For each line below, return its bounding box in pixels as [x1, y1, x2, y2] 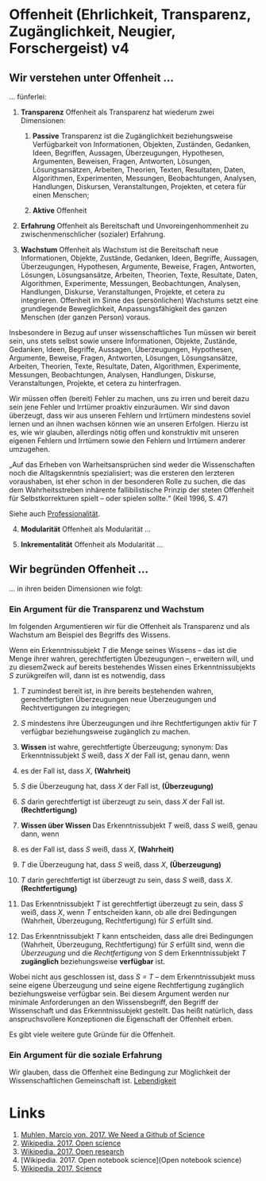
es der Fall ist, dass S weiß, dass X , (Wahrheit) [20, 844, 175, 855]
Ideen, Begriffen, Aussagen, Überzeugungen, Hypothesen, [32, 149, 225, 157]
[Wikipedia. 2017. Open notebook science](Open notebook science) [20, 1156, 242, 1165]
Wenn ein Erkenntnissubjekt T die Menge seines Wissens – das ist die [9, 646, 237, 655]
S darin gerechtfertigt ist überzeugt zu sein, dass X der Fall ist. [20, 797, 226, 807]
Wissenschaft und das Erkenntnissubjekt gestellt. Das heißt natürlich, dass [9, 1006, 253, 1016]
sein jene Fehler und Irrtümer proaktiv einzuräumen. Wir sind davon [9, 403, 230, 411]
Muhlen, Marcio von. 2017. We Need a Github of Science [20, 1130, 205, 1140]
